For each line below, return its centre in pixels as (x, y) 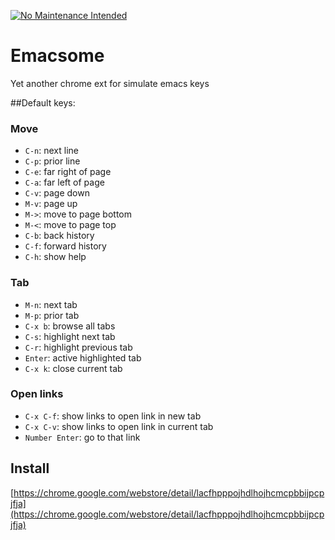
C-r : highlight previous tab (78, 347)
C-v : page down (57, 193)
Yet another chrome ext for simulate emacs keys (110, 83)
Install (30, 468)
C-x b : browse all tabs (70, 326)
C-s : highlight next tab (70, 336)
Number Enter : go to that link (82, 437)
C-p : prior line (52, 161)
